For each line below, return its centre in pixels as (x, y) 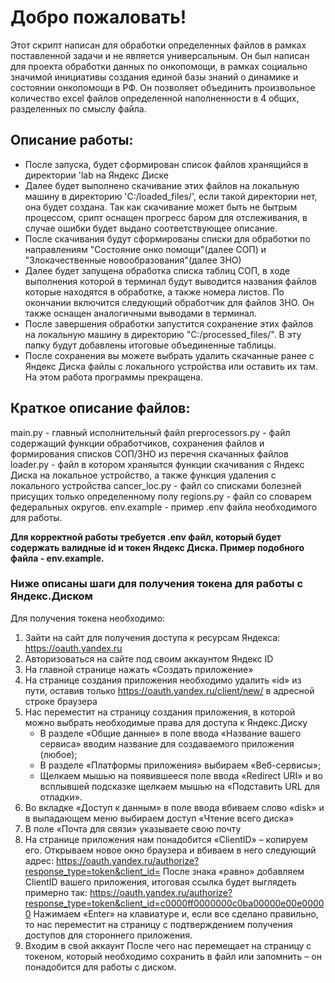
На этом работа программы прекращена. (113, 377)
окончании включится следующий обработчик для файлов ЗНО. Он (169, 302)
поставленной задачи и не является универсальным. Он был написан (160, 55)
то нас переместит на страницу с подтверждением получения (158, 924)
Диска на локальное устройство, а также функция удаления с (143, 475)
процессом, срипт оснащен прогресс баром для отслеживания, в (166, 217)
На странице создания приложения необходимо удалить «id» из (163, 680)
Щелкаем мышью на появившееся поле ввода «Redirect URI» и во (181, 775)
